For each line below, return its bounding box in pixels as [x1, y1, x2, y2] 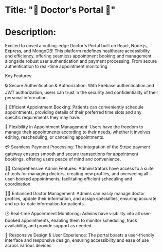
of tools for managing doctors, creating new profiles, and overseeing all [5, 171, 148, 177]
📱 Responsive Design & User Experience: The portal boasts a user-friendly [5, 232, 155, 238]
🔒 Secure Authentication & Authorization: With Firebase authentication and [5, 83, 154, 89]
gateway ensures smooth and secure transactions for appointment [5, 151, 139, 157]
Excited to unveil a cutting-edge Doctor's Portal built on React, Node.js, [5, 43, 148, 49]
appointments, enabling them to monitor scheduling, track [21, 217, 138, 223]
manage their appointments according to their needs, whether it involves [5, 129, 151, 135]
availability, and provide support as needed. [5, 223, 93, 229]
